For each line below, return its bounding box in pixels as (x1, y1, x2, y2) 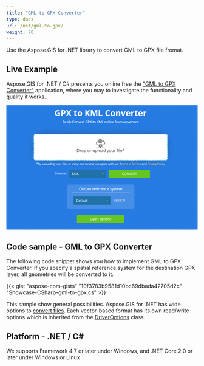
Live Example (6, 64, 58, 74)
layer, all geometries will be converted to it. (6, 271, 114, 278)
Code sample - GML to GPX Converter (6, 241, 153, 252)
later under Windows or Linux (6, 353, 80, 361)
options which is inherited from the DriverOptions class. (6, 314, 146, 321)
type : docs (6, 16, 34, 22)
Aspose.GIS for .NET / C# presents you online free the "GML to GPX (6, 80, 176, 88)
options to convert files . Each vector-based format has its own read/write (6, 307, 189, 314)
